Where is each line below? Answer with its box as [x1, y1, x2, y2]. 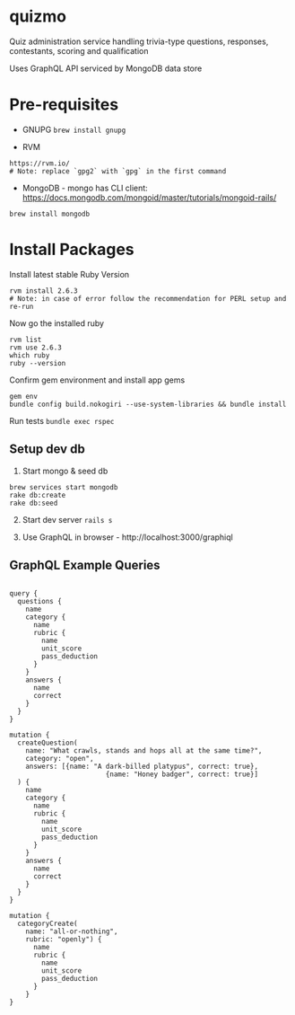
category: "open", [25, 755, 94, 763]
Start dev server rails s [22, 514, 113, 525]
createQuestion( [17, 738, 78, 747]
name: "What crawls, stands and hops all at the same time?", [25, 746, 263, 755]
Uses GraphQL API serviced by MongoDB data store [9, 63, 203, 74]
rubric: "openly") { [25, 935, 102, 944]
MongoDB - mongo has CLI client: [22, 182, 148, 193]
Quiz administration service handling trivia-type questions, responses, [9, 36, 269, 47]
